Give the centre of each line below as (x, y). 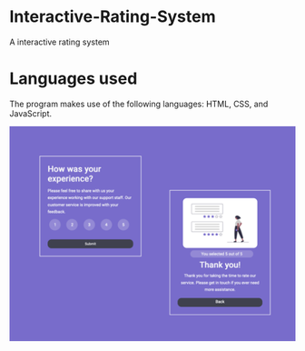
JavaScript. (31, 113)
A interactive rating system (60, 42)
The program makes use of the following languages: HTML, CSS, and (139, 104)
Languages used (74, 79)
